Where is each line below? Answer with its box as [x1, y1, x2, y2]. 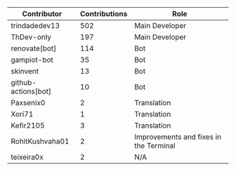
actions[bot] [11, 87, 51, 96]
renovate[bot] [11, 43, 57, 53]
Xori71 [11, 109, 34, 118]
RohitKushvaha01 [11, 137, 70, 146]
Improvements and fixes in [134, 132, 222, 142]
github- [11, 78, 37, 87]
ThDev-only [11, 32, 51, 41]
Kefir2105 [11, 121, 45, 130]
